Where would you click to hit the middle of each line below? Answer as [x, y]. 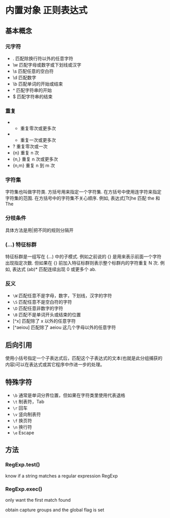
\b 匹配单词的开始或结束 [38, 84]
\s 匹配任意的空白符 [33, 71]
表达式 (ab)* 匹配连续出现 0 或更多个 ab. [54, 269]
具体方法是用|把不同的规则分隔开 [39, 230]
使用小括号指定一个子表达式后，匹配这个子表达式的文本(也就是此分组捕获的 [84, 358]
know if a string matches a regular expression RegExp [62, 476]
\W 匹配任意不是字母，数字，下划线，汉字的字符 [62, 296]
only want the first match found [38, 500]
